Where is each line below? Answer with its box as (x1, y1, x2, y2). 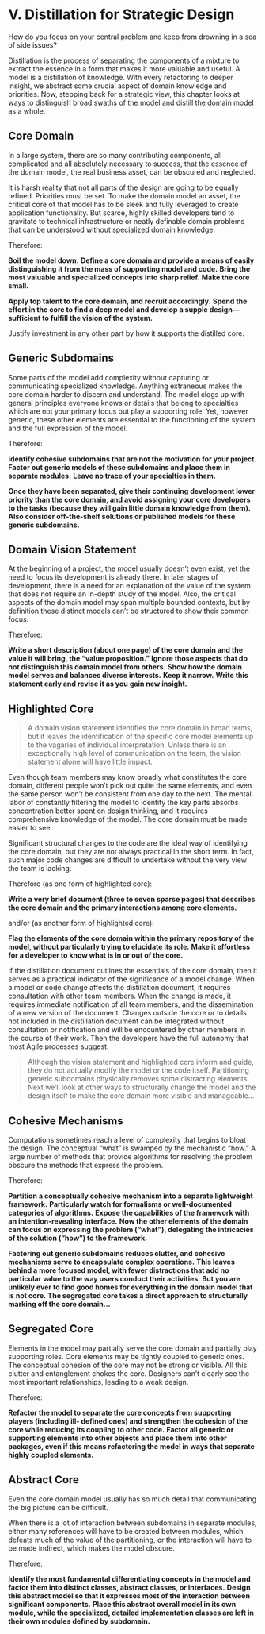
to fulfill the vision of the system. (42, 313, 153, 322)
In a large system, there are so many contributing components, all (8, 150, 222, 160)
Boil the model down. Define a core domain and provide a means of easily (8, 256, 255, 265)
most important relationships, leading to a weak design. (8, 1377, 189, 1386)
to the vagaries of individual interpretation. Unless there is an (27, 740, 227, 750)
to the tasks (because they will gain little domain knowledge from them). (8, 503, 251, 513)
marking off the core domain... (8, 1300, 111, 1308)
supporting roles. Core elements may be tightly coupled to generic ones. (8, 1351, 245, 1361)
